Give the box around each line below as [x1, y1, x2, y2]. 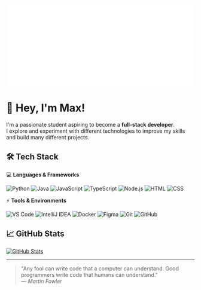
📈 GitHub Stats [6, 229, 65, 239]
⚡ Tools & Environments [6, 197, 67, 204]
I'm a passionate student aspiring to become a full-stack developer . [6, 121, 175, 128]
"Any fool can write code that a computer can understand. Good [20, 265, 179, 272]
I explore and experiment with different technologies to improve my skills [6, 127, 185, 135]
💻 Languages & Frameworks [6, 171, 80, 178]
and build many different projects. [6, 133, 90, 141]
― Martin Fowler [20, 277, 62, 285]
